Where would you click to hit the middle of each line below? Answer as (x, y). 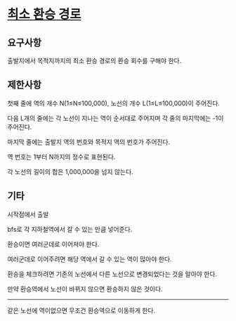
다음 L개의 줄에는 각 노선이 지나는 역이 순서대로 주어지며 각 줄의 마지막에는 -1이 (116, 118)
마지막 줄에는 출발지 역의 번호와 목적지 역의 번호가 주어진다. (89, 142)
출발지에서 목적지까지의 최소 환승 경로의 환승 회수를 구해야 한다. (94, 61)
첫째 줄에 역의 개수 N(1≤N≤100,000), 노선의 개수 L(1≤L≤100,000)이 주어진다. (113, 103)
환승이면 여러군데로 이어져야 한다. (53, 244)
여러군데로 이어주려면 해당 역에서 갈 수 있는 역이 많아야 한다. (90, 259)
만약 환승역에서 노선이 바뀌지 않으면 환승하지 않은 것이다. (85, 289)
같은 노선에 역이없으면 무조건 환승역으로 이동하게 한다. (81, 310)
